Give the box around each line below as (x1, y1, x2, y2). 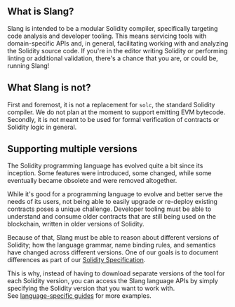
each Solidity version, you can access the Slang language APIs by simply (7, 277, 219, 285)
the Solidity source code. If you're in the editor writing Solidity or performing (7, 46, 228, 55)
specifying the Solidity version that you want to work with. (7, 284, 175, 293)
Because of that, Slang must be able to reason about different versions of (7, 233, 220, 242)
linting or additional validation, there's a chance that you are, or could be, (7, 54, 219, 62)
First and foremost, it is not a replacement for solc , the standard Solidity (7, 100, 215, 109)
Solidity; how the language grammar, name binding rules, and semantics (7, 241, 216, 250)
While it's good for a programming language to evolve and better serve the (7, 190, 223, 198)
